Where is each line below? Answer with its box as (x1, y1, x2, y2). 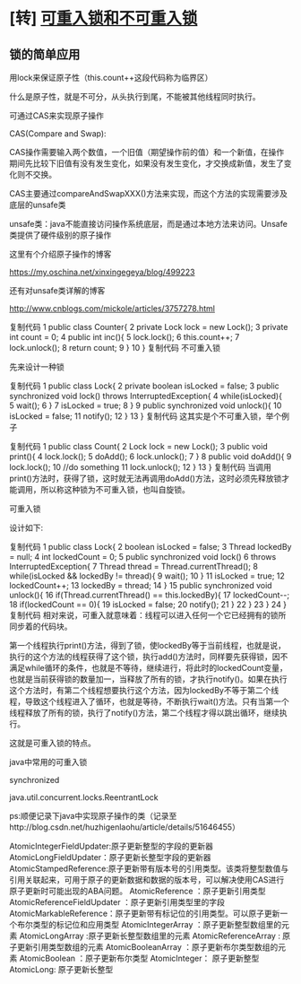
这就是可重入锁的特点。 (9, 737, 96, 748)
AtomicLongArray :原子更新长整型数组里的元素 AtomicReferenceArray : (19, 930, 280, 941)
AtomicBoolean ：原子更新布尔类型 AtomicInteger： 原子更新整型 (19, 953, 260, 963)
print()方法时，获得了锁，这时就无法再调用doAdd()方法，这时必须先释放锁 (9, 473, 282, 483)
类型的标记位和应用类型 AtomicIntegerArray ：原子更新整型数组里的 (32, 919, 282, 929)
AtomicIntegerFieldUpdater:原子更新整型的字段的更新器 (9, 840, 213, 851)
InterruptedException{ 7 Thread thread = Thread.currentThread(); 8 (9, 562, 258, 571)
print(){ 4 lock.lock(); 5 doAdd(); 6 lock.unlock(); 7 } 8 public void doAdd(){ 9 (9, 451, 292, 462)
